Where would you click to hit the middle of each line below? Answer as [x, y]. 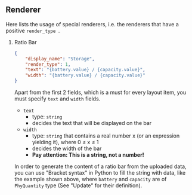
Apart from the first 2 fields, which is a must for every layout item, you [100, 93]
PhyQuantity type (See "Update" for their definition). [78, 185]
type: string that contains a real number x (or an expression [106, 136]
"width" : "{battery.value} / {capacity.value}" [85, 75]
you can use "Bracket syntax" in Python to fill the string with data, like [100, 173]
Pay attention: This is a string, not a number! [88, 155]
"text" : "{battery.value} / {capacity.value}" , [85, 70]
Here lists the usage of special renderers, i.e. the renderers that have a [92, 24]
